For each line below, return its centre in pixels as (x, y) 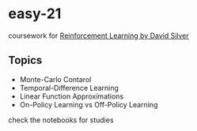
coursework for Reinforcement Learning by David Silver (99, 36)
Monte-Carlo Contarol (55, 79)
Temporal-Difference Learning (69, 88)
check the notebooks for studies (61, 120)
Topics (25, 60)
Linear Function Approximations (72, 96)
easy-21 (35, 14)
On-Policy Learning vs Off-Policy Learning (89, 104)
